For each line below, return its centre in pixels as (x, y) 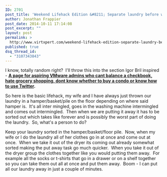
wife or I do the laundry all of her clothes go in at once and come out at (78, 137)
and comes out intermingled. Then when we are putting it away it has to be (83, 112)
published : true (22, 47)
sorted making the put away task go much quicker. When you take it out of (82, 148)
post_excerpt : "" (23, 28)
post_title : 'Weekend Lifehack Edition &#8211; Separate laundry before (82, 14)
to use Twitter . (20, 86)
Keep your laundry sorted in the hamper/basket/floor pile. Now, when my (80, 132)
